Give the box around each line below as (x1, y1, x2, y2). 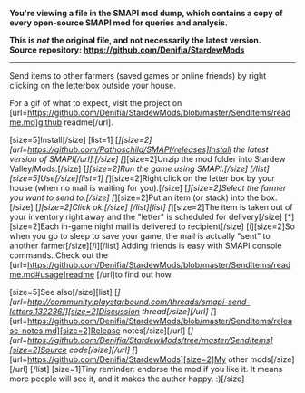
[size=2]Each (9, 221, 60, 232)
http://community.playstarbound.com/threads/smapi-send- (26, 296, 251, 307)
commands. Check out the (9, 250, 109, 261)
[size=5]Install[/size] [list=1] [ (9, 135, 119, 145)
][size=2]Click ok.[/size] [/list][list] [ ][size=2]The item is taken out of (37, 202, 293, 212)
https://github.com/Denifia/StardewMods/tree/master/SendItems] (26, 335, 274, 345)
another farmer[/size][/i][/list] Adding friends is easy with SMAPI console (9, 240, 282, 251)
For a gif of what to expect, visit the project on (9, 98, 182, 108)
